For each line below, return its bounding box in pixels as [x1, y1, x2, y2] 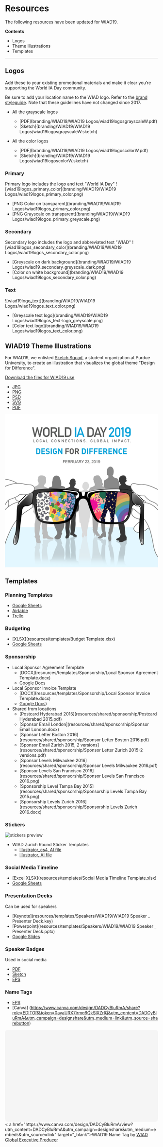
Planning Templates [5, 591, 53, 598]
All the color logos [12, 138, 49, 144]
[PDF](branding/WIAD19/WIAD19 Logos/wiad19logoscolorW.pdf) [19, 147, 148, 153]
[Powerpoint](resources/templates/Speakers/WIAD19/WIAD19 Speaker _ [12, 923, 157, 929]
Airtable [12, 608, 28, 614]
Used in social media [5, 956, 47, 962]
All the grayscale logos [12, 109, 58, 115]
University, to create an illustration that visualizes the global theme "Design [5, 360, 155, 366]
